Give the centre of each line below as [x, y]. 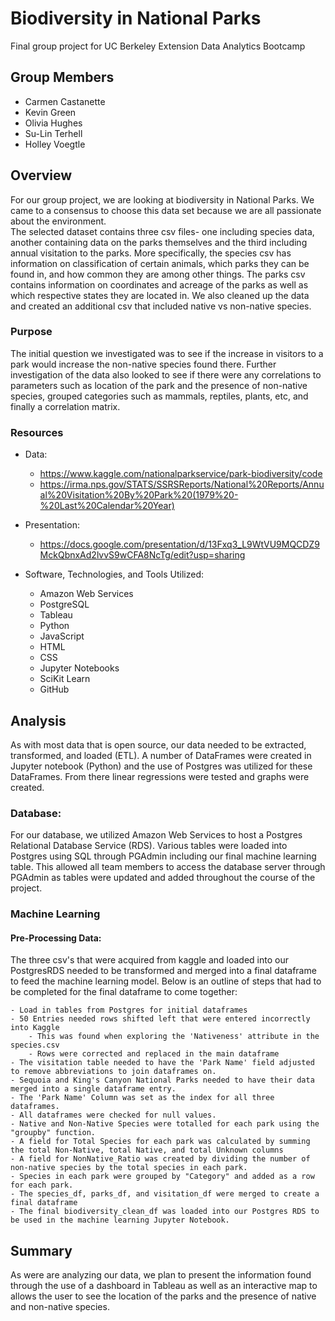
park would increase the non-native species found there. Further [143, 364]
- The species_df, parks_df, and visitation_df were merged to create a [165, 1194]
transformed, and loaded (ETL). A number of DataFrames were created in [161, 755]
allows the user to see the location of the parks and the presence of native [163, 1296]
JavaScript [62, 636]
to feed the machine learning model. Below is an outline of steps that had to [166, 981]
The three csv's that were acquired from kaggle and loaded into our [149, 960]
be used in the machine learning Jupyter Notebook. [120, 1220]
